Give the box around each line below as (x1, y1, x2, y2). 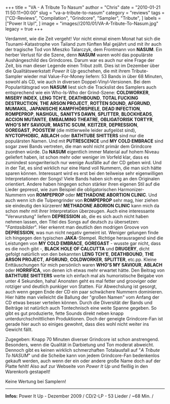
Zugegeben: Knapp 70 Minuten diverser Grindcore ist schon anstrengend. (5, 337, 159, 342)
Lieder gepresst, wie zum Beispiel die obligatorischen (5, 187, 117, 192)
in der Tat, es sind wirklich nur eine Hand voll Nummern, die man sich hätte (5, 165, 162, 171)
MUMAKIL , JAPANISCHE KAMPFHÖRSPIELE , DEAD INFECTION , (5, 106, 142, 112)
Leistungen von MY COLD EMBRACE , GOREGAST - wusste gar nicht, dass (5, 240, 161, 246)
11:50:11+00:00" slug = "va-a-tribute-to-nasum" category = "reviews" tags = (5, 10, 165, 16)
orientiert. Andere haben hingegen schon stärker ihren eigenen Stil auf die (5, 181, 160, 187)
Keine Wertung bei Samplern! (5, 379, 67, 384)
